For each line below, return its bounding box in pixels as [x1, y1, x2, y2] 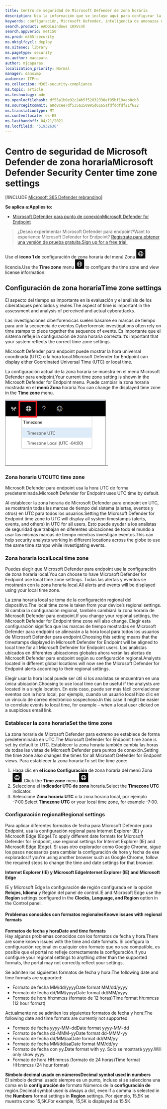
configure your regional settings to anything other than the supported [5, 954, 148, 960]
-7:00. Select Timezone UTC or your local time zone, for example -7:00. [12, 799, 158, 805]
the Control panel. [5, 900, 42, 906]
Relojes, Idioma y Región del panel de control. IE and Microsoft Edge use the [5, 889, 162, 895]
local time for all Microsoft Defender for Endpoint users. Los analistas [5, 645, 147, 651]
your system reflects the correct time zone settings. [5, 338, 111, 344]
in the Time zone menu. [5, 390, 54, 396]
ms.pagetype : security [5, 50, 52, 55]
